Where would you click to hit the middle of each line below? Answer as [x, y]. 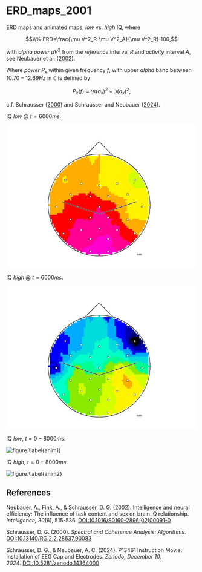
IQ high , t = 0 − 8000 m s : [37, 462]
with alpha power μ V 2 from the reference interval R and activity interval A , [99, 51]
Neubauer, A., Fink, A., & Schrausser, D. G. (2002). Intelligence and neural [98, 507]
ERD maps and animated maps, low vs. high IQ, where [73, 27]
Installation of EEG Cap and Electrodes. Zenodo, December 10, [84, 556]
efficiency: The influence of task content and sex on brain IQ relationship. [98, 514]
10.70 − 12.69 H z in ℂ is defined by [48, 78]
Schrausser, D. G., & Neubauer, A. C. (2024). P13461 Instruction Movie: [94, 550]
